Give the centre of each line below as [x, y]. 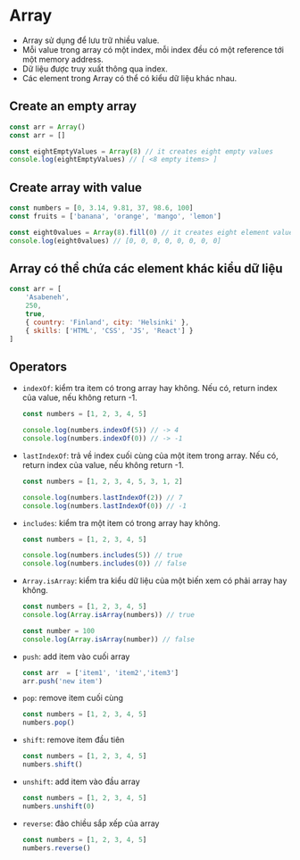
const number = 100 [58, 630]
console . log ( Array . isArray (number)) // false [108, 639]
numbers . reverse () [56, 848]
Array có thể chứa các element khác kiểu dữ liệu [146, 268]
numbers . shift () [52, 764]
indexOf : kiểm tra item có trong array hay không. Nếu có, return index [150, 388]
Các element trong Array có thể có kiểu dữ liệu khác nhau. [129, 78]
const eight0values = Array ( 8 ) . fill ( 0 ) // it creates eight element [139, 232]
